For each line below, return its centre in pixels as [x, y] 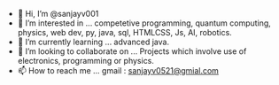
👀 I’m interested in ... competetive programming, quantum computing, [144, 23]
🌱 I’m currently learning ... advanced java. [93, 42]
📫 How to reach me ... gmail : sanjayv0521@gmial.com [118, 70]
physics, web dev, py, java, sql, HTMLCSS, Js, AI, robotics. [124, 32]
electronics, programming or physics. [86, 61]
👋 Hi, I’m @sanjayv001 [58, 14]
